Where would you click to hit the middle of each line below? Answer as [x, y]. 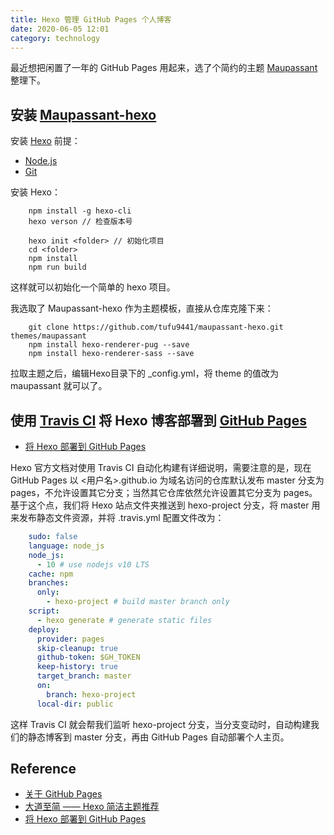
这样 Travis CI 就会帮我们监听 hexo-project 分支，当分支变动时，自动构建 [160, 724]
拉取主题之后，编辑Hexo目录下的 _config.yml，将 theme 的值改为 [144, 373]
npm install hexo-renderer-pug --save [109, 345]
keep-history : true [77, 667]
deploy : [44, 629]
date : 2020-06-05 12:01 [60, 29]
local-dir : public [75, 704]
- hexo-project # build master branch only [138, 602]
